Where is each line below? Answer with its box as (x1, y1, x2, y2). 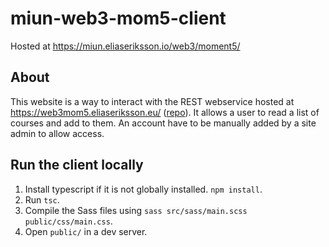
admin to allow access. (10, 127, 105, 139)
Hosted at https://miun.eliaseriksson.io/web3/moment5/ (10, 40, 241, 52)
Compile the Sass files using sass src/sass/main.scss (24, 204, 248, 216)
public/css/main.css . (24, 215, 113, 227)
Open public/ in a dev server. (24, 225, 148, 237)
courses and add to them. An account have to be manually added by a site (10, 117, 317, 129)
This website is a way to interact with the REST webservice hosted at (10, 95, 295, 107)
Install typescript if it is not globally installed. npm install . (24, 183, 263, 195)
